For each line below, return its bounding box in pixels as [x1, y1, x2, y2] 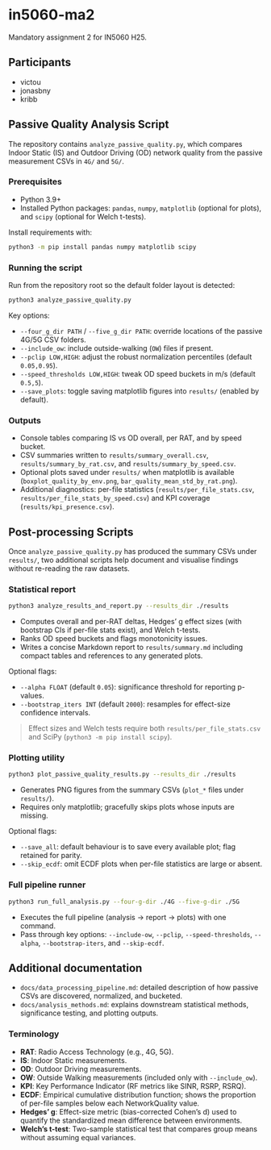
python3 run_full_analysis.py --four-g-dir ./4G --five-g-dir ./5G [8, 898, 240, 906]
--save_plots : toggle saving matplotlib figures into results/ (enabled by [19, 385, 260, 396]
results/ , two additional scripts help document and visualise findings [8, 555, 239, 565]
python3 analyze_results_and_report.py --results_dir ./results [8, 602, 229, 610]
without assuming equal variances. [19, 1132, 136, 1142]
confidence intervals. [19, 708, 91, 718]
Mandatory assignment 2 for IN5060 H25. [8, 32, 148, 42]
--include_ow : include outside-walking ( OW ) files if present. [19, 343, 214, 352]
